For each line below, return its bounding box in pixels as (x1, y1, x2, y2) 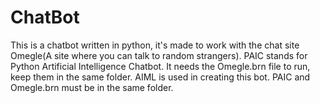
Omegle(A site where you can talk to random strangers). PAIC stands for (10, 49, 308, 61)
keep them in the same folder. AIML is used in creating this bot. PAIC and (10, 71, 311, 83)
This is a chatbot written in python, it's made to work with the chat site (10, 39, 300, 51)
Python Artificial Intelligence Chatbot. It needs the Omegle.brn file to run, (10, 60, 311, 72)
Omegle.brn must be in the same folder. (10, 81, 174, 93)
